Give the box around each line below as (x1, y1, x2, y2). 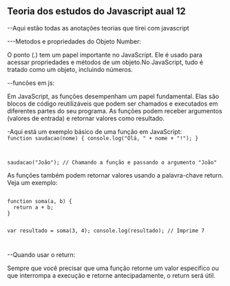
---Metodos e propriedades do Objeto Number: (7, 37, 142, 46)
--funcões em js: (7, 79, 55, 87)
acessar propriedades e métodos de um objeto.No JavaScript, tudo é (7, 58, 204, 66)
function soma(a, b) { (7, 198, 72, 204)
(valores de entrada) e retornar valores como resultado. (7, 114, 165, 122)
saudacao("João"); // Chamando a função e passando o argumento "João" (7, 159, 217, 166)
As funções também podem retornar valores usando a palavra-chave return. (7, 171, 224, 179)
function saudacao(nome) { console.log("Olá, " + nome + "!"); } (7, 135, 198, 142)
